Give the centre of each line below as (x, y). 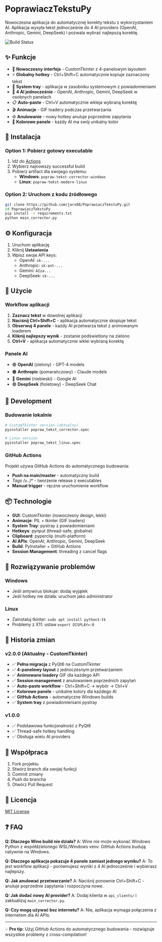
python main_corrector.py (31, 218)
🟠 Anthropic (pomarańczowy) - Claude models (59, 372)
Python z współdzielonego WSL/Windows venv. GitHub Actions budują (75, 846)
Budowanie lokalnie (28, 415)
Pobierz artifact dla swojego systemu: (49, 172)
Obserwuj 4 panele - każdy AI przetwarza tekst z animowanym (75, 325)
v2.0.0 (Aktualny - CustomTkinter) (46, 654)
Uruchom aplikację (31, 245)
